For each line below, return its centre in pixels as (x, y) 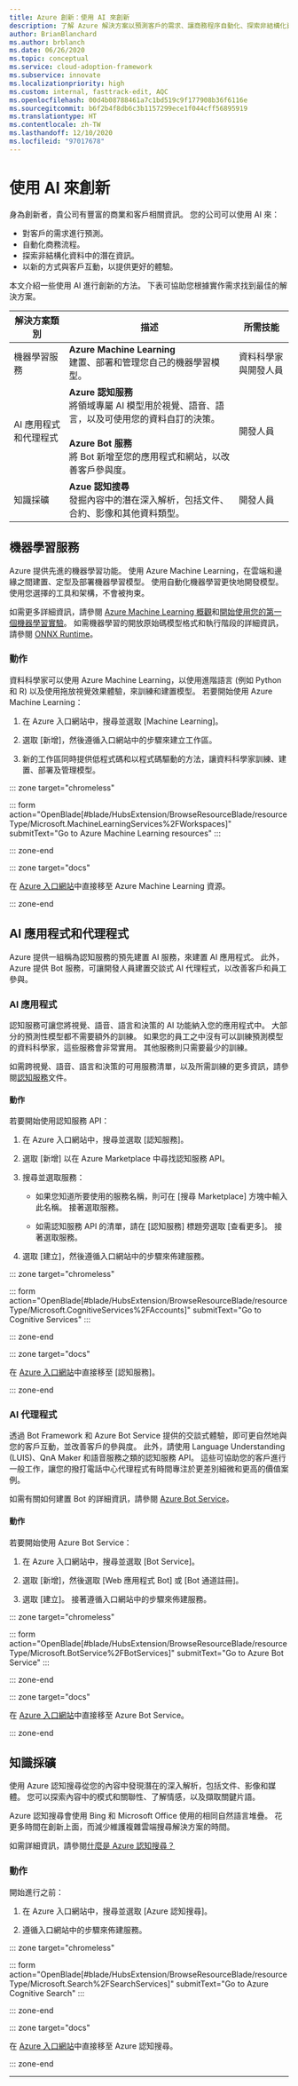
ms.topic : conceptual (49, 59)
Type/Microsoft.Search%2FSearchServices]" (92, 1983)
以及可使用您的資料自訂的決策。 (153, 418)
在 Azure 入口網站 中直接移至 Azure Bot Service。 (99, 1715)
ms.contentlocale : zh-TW (55, 125)
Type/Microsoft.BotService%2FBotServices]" (92, 1653)
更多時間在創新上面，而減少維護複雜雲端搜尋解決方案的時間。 (122, 1827)
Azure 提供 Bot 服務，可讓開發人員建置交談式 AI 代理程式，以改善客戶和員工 (148, 968)
